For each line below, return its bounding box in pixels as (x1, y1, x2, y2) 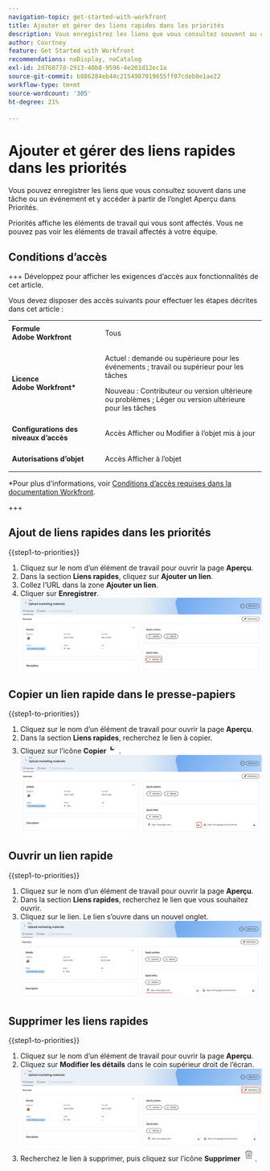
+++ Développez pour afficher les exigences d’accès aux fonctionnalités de (8, 272, 259, 281)
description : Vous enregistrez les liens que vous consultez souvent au (8, 30, 257, 38)
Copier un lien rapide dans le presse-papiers (8, 688, 235, 701)
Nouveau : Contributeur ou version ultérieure (104, 386, 253, 396)
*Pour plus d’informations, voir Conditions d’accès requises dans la (8, 479, 231, 488)
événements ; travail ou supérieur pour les (104, 362, 244, 372)
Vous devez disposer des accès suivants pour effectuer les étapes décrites (8, 296, 258, 305)
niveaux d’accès (11, 433, 68, 442)
